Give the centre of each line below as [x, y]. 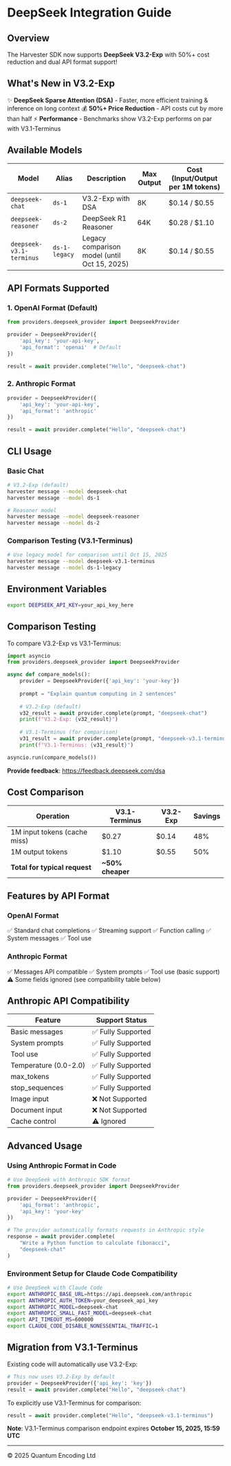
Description [106, 178]
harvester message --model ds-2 [53, 523]
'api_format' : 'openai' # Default [70, 347]
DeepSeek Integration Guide [89, 13]
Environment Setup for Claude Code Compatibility [92, 1273]
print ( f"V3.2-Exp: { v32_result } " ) [69, 720]
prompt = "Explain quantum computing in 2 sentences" [98, 693]
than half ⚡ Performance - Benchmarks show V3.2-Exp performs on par [110, 118]
